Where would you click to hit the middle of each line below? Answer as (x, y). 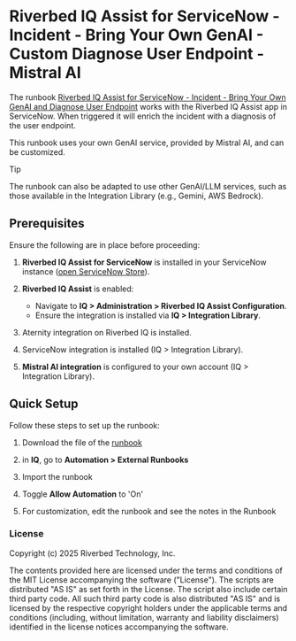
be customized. (38, 151)
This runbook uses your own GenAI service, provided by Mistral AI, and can (147, 143)
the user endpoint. (43, 125)
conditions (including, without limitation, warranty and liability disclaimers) (144, 617)
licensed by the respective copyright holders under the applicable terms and (148, 607)
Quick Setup (44, 404)
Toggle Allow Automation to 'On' (83, 494)
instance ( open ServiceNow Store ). (86, 271)
